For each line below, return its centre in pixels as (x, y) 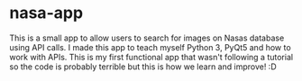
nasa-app (46, 13)
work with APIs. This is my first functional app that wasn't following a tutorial (151, 57)
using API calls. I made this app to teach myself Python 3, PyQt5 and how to (150, 47)
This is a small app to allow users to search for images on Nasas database (147, 38)
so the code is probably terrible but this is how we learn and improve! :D (143, 67)
